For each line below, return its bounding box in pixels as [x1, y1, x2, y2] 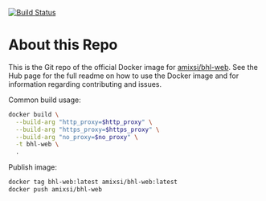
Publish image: [8, 162, 58, 172]
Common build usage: [8, 95, 82, 105]
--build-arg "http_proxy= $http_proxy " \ [15, 117, 153, 126]
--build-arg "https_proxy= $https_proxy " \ [15, 125, 160, 133]
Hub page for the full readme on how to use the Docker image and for [8, 71, 239, 80]
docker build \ [8, 110, 59, 118]
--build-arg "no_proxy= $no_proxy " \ [15, 133, 138, 141]
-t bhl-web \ [15, 141, 59, 149]
